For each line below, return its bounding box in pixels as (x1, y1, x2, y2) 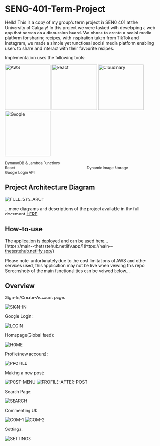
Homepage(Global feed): (5, 332, 55, 338)
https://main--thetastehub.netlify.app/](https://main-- (6, 243, 113, 248)
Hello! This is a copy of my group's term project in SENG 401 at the (5, 19, 138, 25)
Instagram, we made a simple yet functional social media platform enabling (5, 40, 154, 46)
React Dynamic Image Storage (5, 165, 128, 170)
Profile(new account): (5, 351, 48, 357)
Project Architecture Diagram (5, 183, 95, 192)
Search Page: (5, 389, 32, 395)
